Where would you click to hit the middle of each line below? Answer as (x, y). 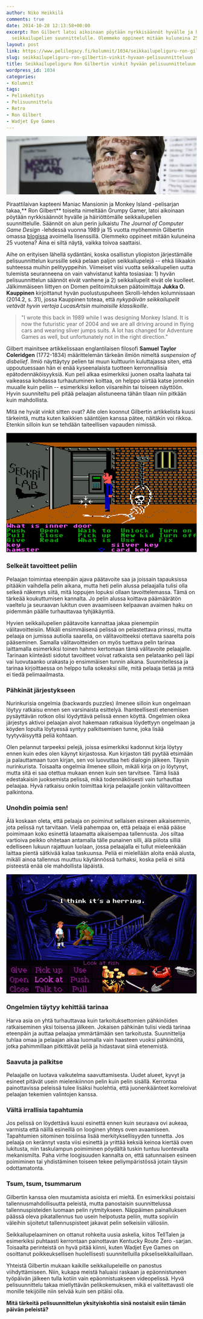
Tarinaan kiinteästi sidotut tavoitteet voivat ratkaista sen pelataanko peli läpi (100, 655)
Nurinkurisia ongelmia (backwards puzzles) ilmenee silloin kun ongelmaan (98, 703)
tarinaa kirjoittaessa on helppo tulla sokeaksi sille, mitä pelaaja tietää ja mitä (100, 668)
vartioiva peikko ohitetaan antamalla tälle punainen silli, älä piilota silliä (94, 840)
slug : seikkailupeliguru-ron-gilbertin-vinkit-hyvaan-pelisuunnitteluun (100, 57)
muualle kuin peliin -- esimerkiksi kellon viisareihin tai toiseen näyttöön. (95, 387)
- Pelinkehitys (25, 96)
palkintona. (20, 792)
